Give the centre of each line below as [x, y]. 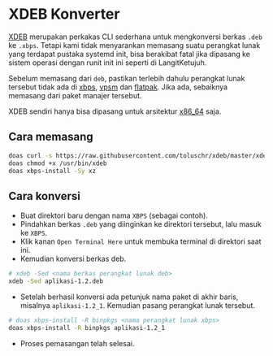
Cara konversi [45, 196]
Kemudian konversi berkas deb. [73, 259]
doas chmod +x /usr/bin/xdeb [58, 163]
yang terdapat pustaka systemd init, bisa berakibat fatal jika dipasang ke [129, 54]
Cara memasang [51, 137]
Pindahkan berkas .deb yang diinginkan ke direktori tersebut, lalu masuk [141, 224]
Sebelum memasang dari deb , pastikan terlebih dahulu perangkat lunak [127, 78]
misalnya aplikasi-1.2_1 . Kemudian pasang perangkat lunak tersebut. [138, 305]
